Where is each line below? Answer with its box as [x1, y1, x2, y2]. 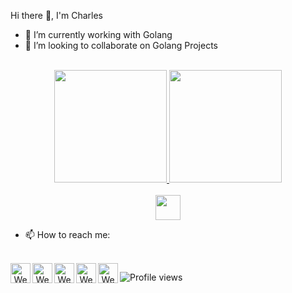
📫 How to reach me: [24, 229, 111, 240]
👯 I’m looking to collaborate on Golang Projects [24, 40, 218, 51]
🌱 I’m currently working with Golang [24, 29, 173, 40]
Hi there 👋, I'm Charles [10, 10, 104, 21]
